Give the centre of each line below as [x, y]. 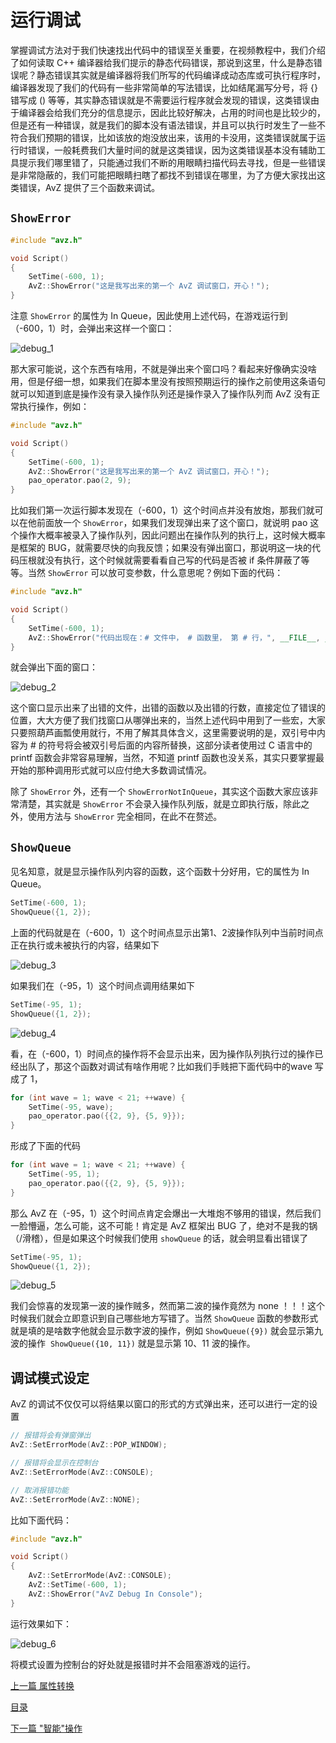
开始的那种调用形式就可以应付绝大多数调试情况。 [111, 770]
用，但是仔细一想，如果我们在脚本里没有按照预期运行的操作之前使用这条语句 [168, 381]
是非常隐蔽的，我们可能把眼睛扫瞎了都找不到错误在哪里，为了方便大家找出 [163, 175]
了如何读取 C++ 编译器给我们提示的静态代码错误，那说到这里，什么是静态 [162, 62]
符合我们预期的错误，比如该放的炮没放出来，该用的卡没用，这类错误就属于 [163, 137]
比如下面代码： [41, 1520]
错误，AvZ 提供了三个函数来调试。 [89, 187]
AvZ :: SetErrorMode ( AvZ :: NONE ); [75, 1499]
